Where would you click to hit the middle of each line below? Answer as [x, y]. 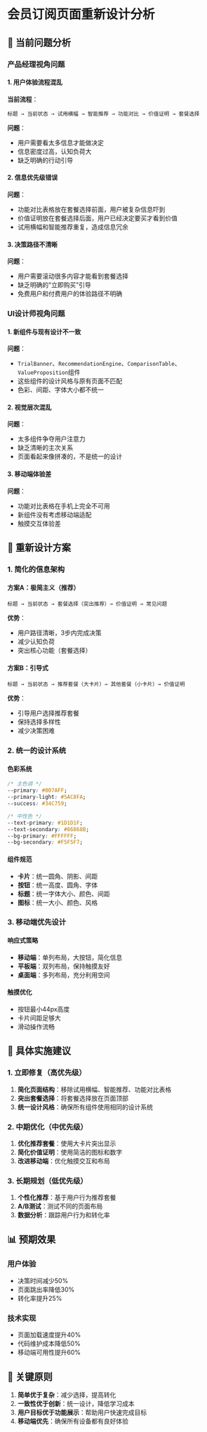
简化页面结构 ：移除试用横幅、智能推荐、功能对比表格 [94, 1089]
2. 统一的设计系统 [37, 750]
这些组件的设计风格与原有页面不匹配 [70, 381]
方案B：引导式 [28, 668]
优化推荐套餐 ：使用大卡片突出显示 [67, 1143]
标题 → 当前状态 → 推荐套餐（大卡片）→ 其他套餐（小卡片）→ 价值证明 [96, 684]
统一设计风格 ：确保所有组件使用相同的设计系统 [85, 1107]
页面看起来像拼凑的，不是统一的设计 [70, 456]
